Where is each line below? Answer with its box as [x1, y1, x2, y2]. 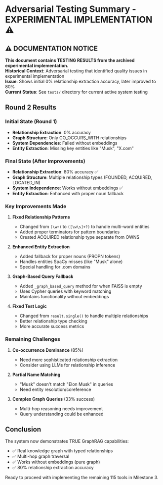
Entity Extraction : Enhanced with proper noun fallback [12, 190, 124, 196]
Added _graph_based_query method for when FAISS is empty [19, 283, 142, 289]
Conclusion [5, 425, 41, 433]
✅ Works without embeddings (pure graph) [12, 459, 100, 465]
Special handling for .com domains [19, 264, 90, 270]
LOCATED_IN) [12, 179, 41, 185]
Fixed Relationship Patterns [12, 214, 70, 220]
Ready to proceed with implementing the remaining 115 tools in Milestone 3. [5, 475, 159, 481]
